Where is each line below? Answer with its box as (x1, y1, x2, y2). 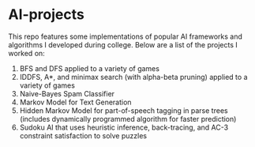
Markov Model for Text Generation (19, 97, 132, 107)
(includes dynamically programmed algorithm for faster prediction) (19, 114, 237, 123)
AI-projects (8, 6, 84, 24)
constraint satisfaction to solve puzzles (19, 130, 148, 140)
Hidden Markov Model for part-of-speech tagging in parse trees (19, 105, 228, 115)
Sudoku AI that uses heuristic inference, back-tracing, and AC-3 (19, 122, 229, 132)
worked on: (8, 48, 45, 58)
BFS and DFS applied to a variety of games (19, 63, 160, 73)
